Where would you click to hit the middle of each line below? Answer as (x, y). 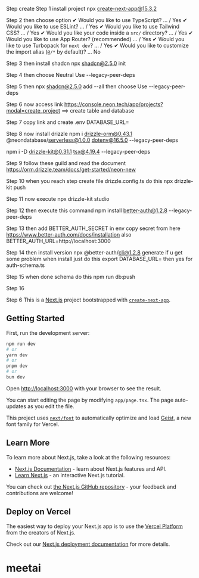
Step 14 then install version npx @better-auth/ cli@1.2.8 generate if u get (94, 252)
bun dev (16, 377)
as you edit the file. (51, 406)
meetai (24, 568)
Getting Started (35, 318)
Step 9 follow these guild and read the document (66, 163)
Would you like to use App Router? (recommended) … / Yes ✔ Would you (95, 39)
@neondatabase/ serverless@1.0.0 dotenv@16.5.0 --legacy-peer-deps (92, 140)
